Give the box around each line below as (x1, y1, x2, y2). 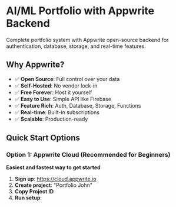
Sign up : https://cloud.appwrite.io (14, 176, 97, 183)
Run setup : (14, 194, 42, 202)
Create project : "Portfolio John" (14, 182, 93, 189)
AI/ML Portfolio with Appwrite (6, 4, 155, 18)
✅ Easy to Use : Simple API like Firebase (14, 95, 112, 102)
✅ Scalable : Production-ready (14, 115, 88, 122)
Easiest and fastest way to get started (6, 164, 101, 171)
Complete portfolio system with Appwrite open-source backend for (6, 36, 169, 43)
